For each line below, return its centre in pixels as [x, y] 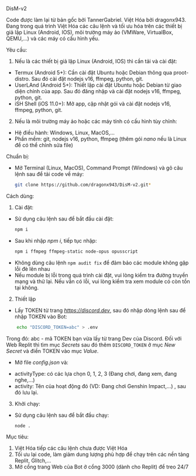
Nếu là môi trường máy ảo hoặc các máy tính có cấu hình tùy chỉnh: [96, 121]
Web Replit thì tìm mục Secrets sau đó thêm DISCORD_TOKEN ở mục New [91, 345]
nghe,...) [25, 380]
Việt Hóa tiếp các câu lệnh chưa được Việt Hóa [71, 448]
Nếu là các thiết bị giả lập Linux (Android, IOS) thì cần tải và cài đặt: [96, 61]
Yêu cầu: [17, 50]
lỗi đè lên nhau [32, 268]
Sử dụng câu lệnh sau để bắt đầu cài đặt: [64, 219]
